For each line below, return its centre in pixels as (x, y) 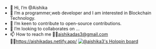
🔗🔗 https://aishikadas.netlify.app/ (43, 41)
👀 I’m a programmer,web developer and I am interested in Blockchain (80, 13)
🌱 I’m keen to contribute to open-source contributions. (66, 23)
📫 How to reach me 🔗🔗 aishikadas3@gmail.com (59, 34)
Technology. (23, 18)
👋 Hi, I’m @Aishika (29, 8)
